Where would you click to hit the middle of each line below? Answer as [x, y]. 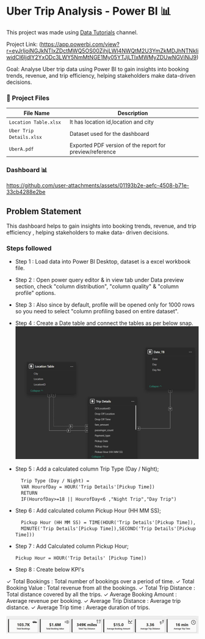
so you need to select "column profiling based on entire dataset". [97, 312]
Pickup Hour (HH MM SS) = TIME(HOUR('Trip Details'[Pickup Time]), [109, 523]
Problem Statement [44, 211]
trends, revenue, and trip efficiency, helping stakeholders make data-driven [101, 75]
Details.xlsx [25, 138]
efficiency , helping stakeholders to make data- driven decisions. [88, 233]
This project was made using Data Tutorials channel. [72, 32]
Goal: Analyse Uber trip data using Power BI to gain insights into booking [98, 69]
